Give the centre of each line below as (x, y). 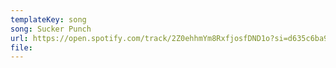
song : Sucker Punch (51, 29)
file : (21, 47)
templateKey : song (48, 19)
